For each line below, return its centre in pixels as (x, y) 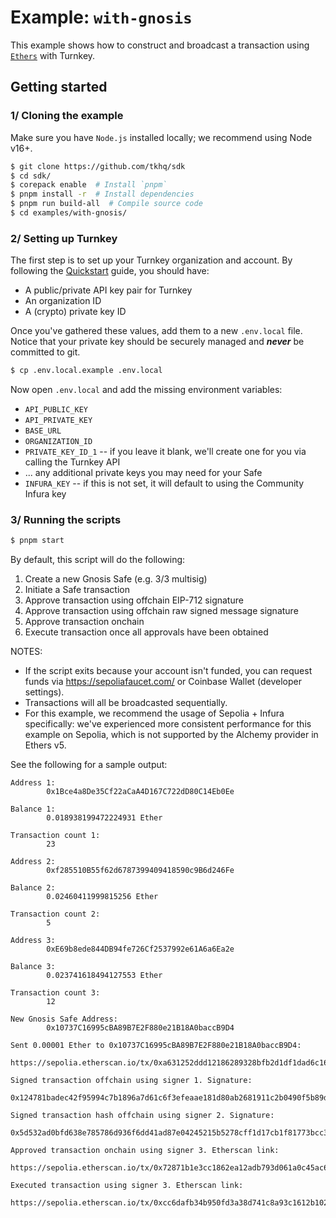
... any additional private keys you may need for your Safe (143, 473)
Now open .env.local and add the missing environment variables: (146, 390)
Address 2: (33, 862)
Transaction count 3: (55, 993)
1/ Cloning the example (67, 116)
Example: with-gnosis (101, 17)
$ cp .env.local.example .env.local (86, 371)
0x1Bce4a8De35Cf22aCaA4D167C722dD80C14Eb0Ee (140, 792)
